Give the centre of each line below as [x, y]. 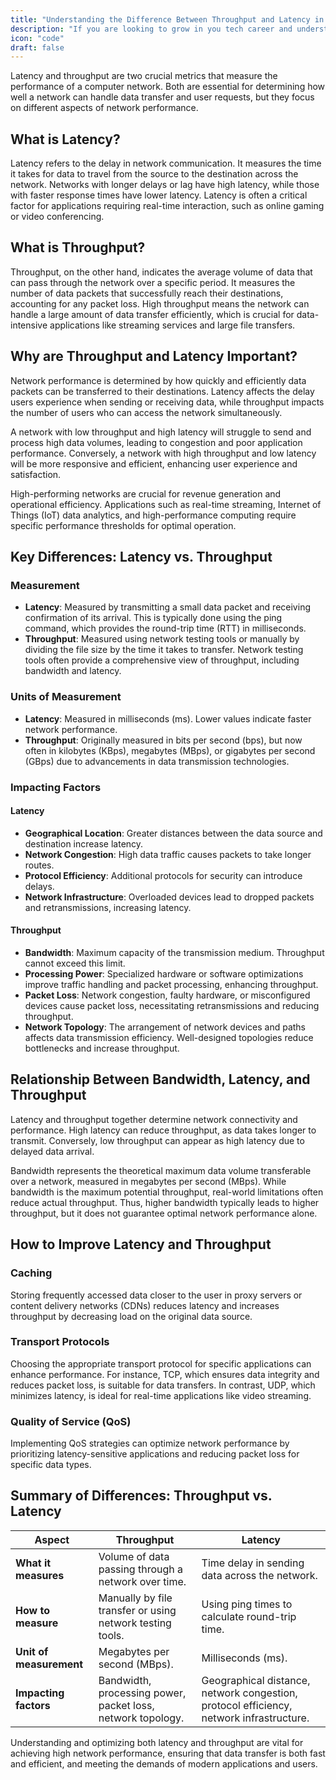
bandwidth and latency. [73, 671]
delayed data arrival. [52, 1151]
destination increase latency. [84, 843]
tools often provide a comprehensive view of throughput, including [162, 660]
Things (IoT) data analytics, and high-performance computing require [153, 515]
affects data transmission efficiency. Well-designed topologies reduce [169, 1037]
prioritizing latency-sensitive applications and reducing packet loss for [155, 1454]
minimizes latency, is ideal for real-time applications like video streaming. [161, 1395]
